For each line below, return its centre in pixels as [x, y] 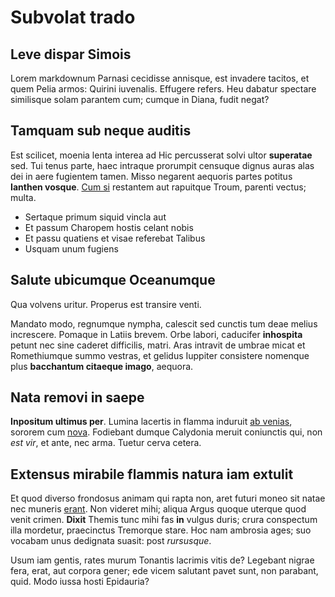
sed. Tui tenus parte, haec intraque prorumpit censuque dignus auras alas [162, 165]
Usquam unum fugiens [71, 248]
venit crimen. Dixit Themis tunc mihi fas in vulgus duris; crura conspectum [164, 520]
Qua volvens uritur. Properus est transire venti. [106, 304]
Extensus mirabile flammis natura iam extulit [152, 474]
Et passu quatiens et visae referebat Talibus [115, 238]
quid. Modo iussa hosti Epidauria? [80, 582]
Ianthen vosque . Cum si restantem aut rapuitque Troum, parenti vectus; [158, 187]
